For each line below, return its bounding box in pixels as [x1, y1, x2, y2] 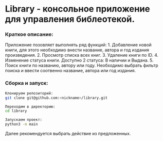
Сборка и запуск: [5, 80, 49, 87]
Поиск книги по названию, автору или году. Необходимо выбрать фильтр [5, 63, 159, 68]
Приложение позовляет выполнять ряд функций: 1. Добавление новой [5, 42, 152, 48]
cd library [5, 109, 27, 113]
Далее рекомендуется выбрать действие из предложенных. [5, 131, 131, 137]
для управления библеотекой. [5, 14, 135, 25]
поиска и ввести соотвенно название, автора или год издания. [5, 68, 136, 74]
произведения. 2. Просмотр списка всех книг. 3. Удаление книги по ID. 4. [5, 52, 159, 58]
